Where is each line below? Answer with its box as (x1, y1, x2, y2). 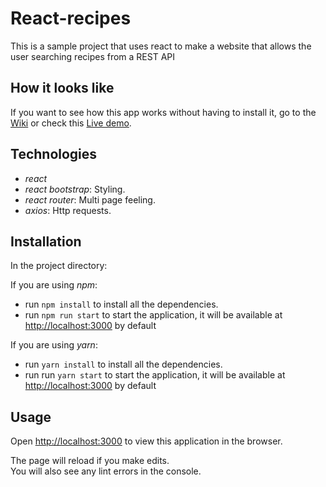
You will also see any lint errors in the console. (10, 465, 202, 477)
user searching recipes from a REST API (10, 50, 176, 62)
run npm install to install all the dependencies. (24, 298, 219, 311)
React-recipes (10, 7, 132, 30)
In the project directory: (10, 260, 108, 272)
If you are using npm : (10, 279, 98, 291)
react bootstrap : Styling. (24, 183, 126, 195)
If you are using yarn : (10, 339, 98, 351)
